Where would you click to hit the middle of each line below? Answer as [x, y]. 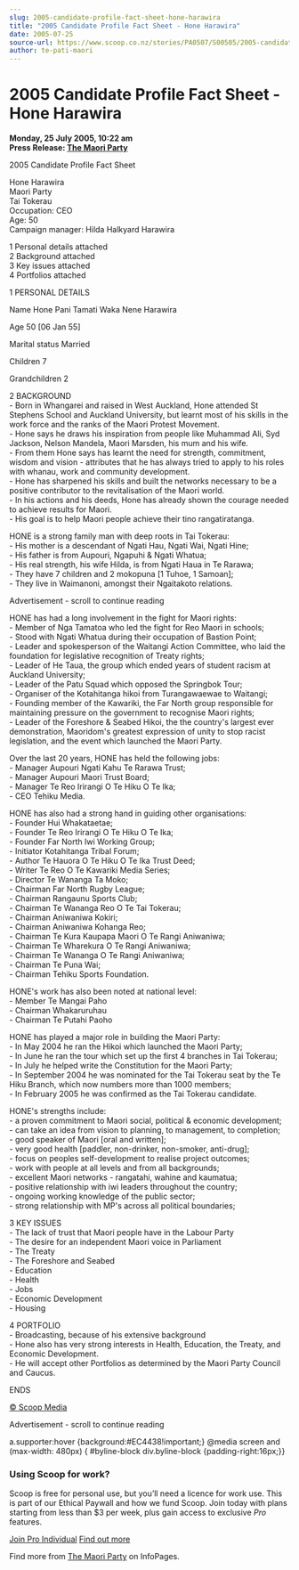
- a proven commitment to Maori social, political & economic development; [145, 1121]
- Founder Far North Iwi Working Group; [82, 842]
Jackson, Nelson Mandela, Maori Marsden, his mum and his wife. [129, 443]
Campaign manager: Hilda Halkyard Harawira [92, 230]
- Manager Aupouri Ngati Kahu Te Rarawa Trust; [97, 768]
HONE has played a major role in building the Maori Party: [115, 1037]
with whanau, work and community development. [100, 472]
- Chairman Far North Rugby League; [77, 889]
